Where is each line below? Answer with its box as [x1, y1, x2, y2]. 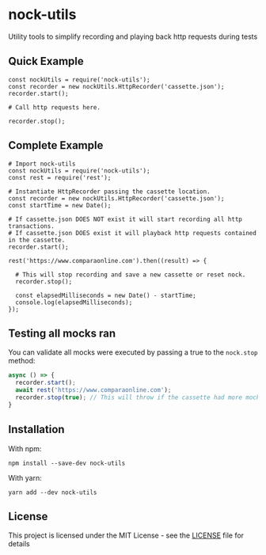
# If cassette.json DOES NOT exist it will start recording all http [8, 215, 243, 223]
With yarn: [8, 473, 42, 482]
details [8, 539, 30, 549]
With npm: [8, 443, 42, 453]
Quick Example [8, 55, 85, 68]
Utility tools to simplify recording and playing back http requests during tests [8, 32, 258, 41]
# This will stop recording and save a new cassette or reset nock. [15, 271, 246, 279]
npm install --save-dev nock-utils [8, 459, 126, 467]
